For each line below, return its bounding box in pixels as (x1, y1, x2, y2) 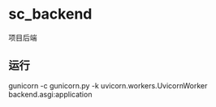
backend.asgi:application (8, 89, 93, 99)
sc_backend (8, 5, 93, 24)
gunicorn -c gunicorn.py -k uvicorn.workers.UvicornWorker (8, 80, 208, 90)
